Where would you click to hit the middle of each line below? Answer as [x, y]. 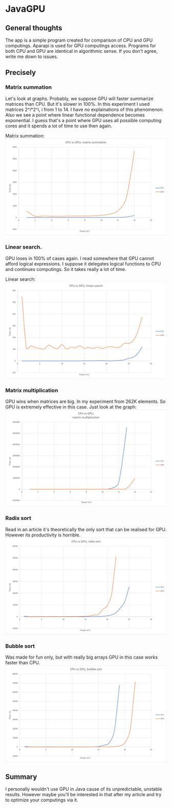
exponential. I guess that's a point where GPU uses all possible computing [83, 120]
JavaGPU [25, 9]
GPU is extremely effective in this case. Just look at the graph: [71, 407]
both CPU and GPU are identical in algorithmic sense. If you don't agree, [81, 51]
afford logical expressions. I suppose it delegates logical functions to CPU [83, 264]
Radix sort [18, 518]
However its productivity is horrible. [43, 535]
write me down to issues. [32, 56]
